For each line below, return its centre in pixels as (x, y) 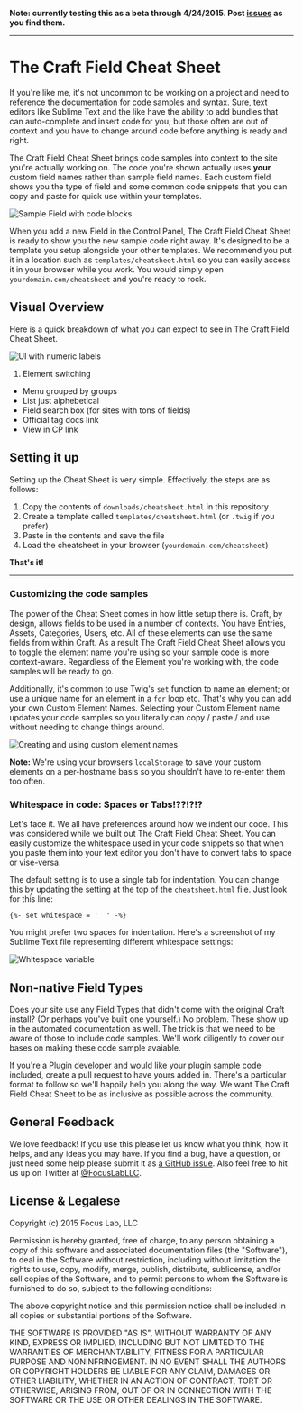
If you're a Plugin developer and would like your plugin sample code (135, 1065)
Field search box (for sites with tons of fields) (106, 410)
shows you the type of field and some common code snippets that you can (148, 186)
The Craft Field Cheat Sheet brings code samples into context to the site (143, 158)
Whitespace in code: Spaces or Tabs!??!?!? (106, 804)
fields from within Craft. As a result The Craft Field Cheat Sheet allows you (147, 642)
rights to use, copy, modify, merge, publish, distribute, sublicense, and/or (145, 1269)
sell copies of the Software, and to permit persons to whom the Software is (149, 1279)
